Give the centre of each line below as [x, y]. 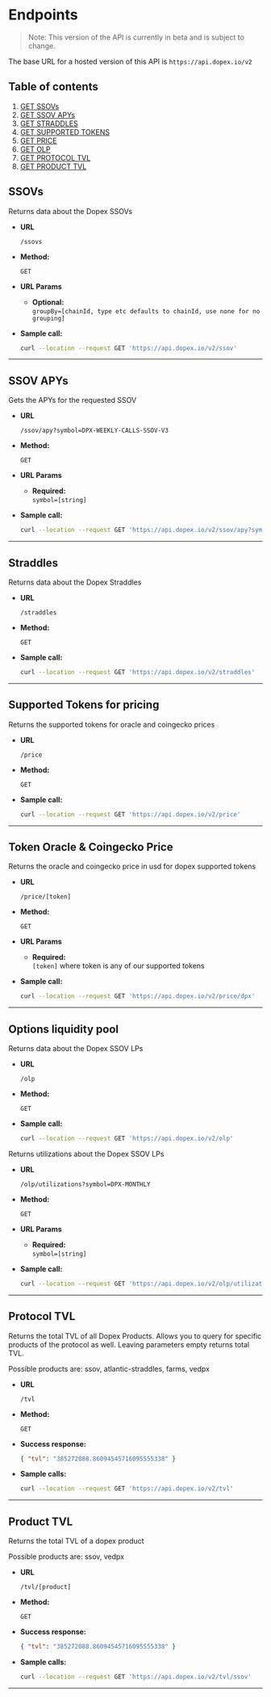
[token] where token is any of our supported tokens [118, 966]
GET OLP [35, 149]
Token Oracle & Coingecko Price [91, 846]
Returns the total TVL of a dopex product [76, 1541]
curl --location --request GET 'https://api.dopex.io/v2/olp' [127, 1138]
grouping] [49, 318]
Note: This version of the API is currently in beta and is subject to [136, 37]
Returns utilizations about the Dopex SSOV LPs [86, 1154]
